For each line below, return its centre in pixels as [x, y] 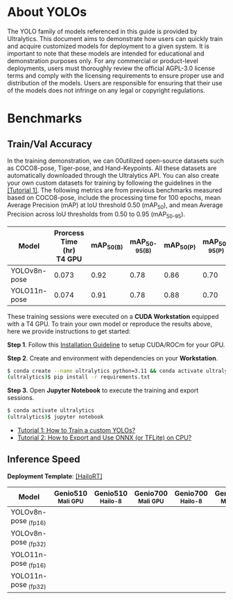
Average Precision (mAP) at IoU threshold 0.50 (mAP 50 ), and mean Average [115, 206]
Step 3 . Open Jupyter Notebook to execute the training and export [103, 390]
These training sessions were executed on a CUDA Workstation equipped [113, 316]
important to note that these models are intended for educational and [106, 53]
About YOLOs [47, 12]
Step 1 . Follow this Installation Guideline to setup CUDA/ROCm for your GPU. [116, 344]
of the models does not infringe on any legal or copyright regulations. [106, 90]
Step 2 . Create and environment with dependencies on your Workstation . [113, 358]
